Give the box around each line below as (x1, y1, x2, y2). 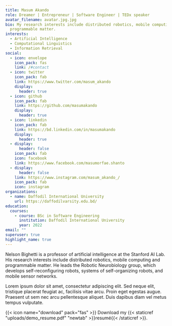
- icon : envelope (10, 55, 47, 61)
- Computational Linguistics (10, 41, 72, 46)
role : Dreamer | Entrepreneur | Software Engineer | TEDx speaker (5, 12, 150, 17)
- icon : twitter (10, 70, 45, 75)
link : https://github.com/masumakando (14, 103, 97, 108)
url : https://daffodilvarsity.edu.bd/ (14, 198, 97, 204)
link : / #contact (14, 65, 50, 70)
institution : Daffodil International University (18, 218, 125, 223)
